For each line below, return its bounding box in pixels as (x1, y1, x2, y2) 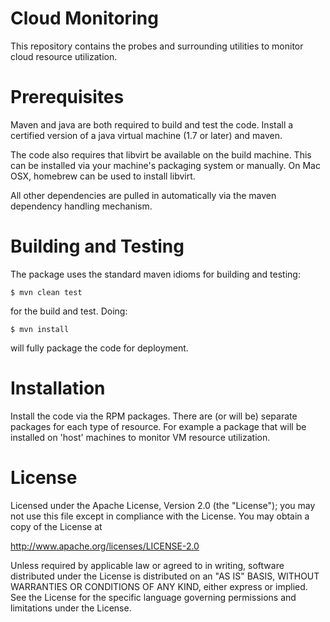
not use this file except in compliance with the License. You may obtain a (10, 510, 310, 522)
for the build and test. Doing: (10, 305, 128, 317)
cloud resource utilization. (10, 50, 118, 62)
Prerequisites (10, 86, 125, 109)
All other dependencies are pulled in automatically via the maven (10, 189, 277, 201)
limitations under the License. (10, 602, 132, 614)
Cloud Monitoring (10, 7, 159, 30)
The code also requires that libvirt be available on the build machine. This (10, 148, 312, 161)
